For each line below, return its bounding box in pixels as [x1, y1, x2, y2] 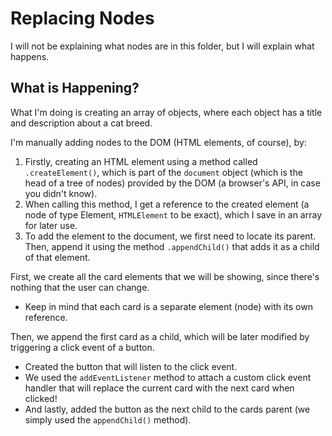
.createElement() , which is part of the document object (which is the [24, 166, 303, 178]
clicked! [24, 392, 58, 404]
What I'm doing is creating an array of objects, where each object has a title [10, 106, 323, 118]
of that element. [24, 251, 91, 263]
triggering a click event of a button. [10, 341, 155, 353]
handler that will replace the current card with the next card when [24, 382, 295, 394]
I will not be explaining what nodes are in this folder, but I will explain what [10, 40, 315, 52]
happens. [10, 50, 50, 62]
